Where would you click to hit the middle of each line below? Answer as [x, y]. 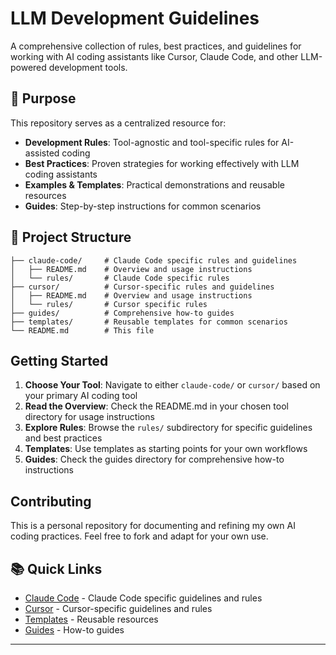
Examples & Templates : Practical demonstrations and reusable [154, 184]
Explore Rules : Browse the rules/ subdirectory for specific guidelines [168, 428]
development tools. [88, 67]
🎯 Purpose [43, 98]
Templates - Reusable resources [91, 619]
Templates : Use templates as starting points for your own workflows [166, 449]
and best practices [63, 438]
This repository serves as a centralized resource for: [118, 123]
